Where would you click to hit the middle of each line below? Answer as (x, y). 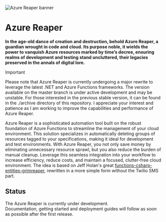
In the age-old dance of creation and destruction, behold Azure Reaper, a (82, 41)
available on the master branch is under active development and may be (79, 92)
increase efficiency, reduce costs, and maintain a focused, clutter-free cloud (83, 160)
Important (15, 72)
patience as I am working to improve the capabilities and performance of (79, 108)
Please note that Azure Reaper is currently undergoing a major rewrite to (79, 81)
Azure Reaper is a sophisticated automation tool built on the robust (73, 123)
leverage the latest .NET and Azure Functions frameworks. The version (77, 87)
